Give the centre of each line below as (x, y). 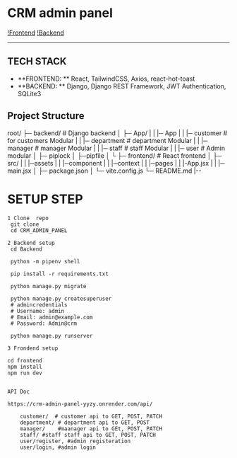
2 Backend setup (31, 243)
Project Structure (46, 116)
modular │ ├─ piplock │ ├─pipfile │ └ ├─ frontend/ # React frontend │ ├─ (115, 155)
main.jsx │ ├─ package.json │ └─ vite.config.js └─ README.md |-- (105, 171)
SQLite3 (29, 93)
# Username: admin (37, 311)
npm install (25, 367)
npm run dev (25, 373)
